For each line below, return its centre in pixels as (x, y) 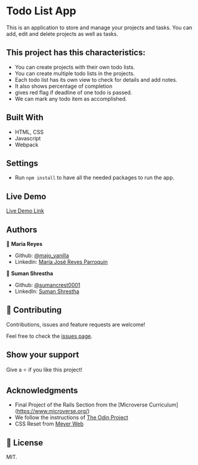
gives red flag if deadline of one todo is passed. (73, 92)
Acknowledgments (42, 391)
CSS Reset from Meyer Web (49, 424)
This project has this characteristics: (76, 53)
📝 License (25, 443)
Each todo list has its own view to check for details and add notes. (96, 79)
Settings (22, 163)
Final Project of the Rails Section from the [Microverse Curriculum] (97, 405)
